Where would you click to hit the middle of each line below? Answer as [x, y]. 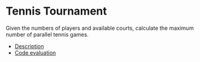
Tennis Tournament [57, 11]
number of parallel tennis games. [47, 34]
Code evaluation [35, 52]
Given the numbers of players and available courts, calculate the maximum [100, 28]
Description [29, 46]
